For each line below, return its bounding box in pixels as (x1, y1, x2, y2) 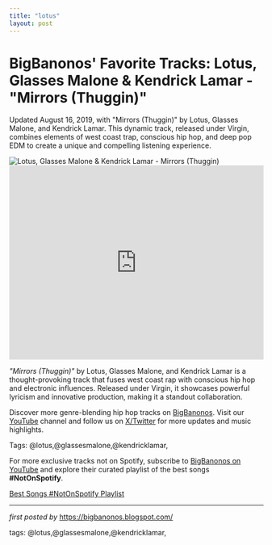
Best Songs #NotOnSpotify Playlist (9, 489, 124, 499)
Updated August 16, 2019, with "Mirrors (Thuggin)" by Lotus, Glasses (9, 115, 239, 125)
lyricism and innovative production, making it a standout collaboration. (9, 392, 243, 402)
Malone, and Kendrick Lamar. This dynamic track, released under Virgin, (9, 124, 249, 133)
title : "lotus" (9, 11, 61, 20)
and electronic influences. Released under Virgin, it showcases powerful (9, 384, 250, 393)
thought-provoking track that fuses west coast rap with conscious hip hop (9, 375, 256, 384)
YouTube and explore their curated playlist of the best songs (9, 465, 210, 475)
